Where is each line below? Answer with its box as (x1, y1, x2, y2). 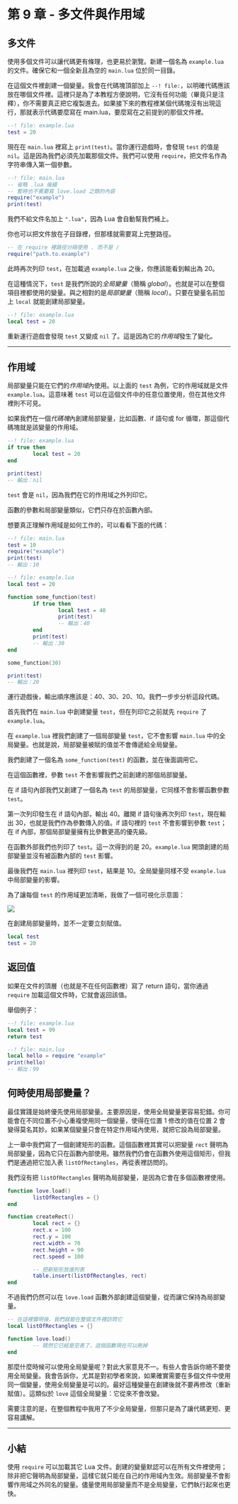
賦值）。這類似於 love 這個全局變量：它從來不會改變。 (7, 1389, 164, 1397)
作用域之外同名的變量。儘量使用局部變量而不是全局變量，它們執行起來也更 (13, 1481, 231, 1489)
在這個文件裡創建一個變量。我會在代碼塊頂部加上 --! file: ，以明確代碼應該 (7, 81, 230, 90)
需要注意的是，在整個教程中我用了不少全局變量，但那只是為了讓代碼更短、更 (7, 1404, 231, 1412)
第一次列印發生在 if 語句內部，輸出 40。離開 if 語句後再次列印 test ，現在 (7, 810, 220, 818)
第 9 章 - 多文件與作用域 (7, 6, 145, 23)
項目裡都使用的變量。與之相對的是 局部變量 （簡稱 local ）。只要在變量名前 (7, 288, 219, 297)
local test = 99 (7, 1026, 55, 1033)
